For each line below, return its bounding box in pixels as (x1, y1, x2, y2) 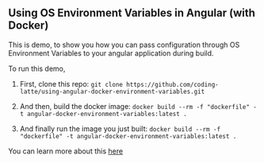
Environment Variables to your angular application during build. (8, 48, 214, 58)
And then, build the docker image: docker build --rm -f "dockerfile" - (19, 101, 258, 111)
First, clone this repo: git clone (19, 79, 123, 88)
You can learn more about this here (8, 146, 124, 156)
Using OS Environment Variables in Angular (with (8, 6, 256, 20)
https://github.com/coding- (126, 80, 220, 88)
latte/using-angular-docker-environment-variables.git (19, 87, 205, 95)
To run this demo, (8, 64, 66, 73)
